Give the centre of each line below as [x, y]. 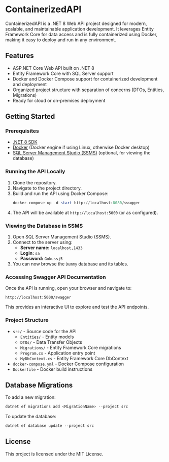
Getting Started [30, 116]
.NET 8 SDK [25, 142]
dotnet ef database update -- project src [50, 426]
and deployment [30, 84]
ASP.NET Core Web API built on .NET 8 [54, 68]
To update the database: [31, 417]
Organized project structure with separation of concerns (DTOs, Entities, [88, 90]
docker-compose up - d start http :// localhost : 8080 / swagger [76, 203]
